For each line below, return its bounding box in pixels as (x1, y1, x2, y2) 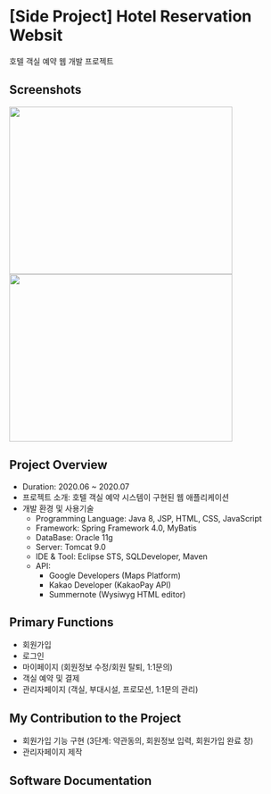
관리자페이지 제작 (21, 747, 83, 757)
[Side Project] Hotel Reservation (9, 6, 252, 27)
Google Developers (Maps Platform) (48, 570, 181, 581)
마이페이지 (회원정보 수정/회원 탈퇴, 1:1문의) (21, 662, 174, 673)
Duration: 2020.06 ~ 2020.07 (21, 481, 130, 492)
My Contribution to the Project (9, 710, 181, 725)
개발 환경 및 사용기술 (21, 503, 94, 514)
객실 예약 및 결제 (21, 673, 80, 684)
